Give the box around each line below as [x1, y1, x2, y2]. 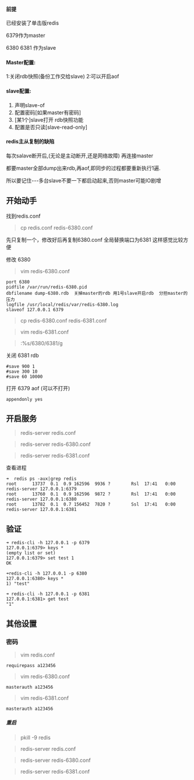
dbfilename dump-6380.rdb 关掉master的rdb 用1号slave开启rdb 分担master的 [6, 290, 188, 296]
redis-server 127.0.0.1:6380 [6, 496, 77, 503]
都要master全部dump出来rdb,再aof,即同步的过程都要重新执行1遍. [6, 164, 161, 171]
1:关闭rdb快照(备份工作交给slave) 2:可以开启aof [6, 73, 119, 80]
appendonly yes [6, 396, 43, 402]
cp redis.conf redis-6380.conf [20, 224, 93, 231]
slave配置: [6, 88, 31, 94]
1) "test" [6, 581, 30, 587]
